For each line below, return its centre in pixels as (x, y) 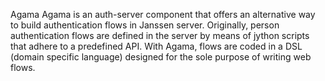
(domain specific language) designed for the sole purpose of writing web (161, 57)
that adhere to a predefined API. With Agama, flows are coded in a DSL (156, 46)
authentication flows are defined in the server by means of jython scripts (160, 35)
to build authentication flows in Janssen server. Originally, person (145, 25)
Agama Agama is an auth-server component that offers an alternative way (163, 14)
